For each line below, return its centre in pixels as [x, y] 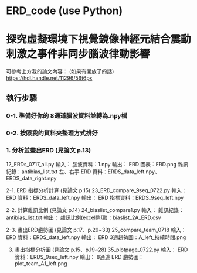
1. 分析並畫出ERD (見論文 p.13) [49, 151]
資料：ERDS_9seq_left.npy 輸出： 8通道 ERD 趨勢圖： [79, 257]
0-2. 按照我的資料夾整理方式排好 [52, 133]
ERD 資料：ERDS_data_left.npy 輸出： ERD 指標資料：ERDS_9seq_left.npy [95, 197]
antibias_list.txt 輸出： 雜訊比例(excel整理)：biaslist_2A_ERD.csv [84, 217]
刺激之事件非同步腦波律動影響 [78, 54]
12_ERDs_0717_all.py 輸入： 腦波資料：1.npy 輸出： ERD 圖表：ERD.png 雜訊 [97, 164]
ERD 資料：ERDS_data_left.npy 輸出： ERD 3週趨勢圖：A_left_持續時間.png [96, 237]
